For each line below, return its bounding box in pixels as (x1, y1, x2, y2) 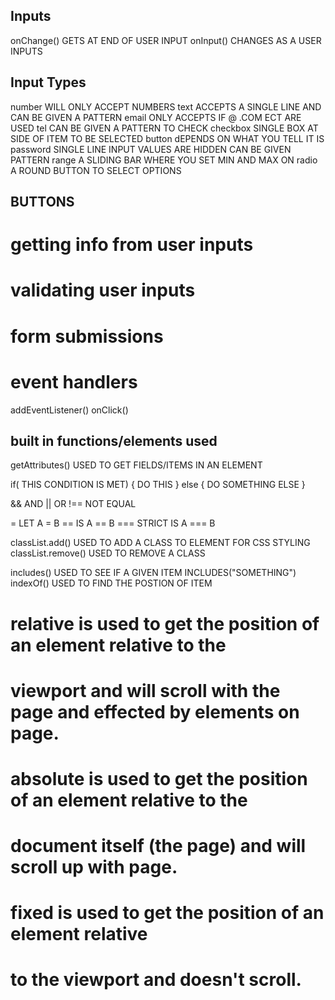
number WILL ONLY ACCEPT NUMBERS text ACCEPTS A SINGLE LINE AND (10, 100, 322, 113)
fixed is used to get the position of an (10, 902, 325, 924)
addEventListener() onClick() (10, 404, 129, 416)
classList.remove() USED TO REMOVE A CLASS (10, 547, 206, 559)
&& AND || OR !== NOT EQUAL (10, 498, 137, 510)
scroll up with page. (10, 856, 178, 879)
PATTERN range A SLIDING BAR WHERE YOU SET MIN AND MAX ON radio (10, 154, 318, 166)
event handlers (10, 370, 138, 393)
